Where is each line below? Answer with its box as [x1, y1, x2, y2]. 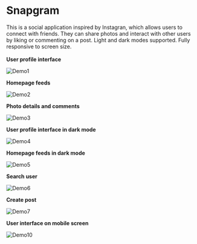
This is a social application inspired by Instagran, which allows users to [6, 24, 183, 31]
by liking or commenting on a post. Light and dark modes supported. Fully [6, 36, 190, 43]
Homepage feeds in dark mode [6, 149, 86, 156]
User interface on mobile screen [6, 219, 89, 226]
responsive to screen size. [6, 43, 72, 50]
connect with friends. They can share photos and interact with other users [6, 30, 192, 37]
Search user [6, 173, 37, 180]
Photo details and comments [6, 102, 80, 109]
